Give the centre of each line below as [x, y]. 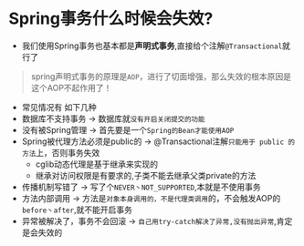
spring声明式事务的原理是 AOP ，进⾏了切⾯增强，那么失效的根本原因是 [161, 76]
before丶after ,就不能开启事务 [77, 210]
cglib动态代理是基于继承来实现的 [97, 164]
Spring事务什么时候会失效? [111, 19]
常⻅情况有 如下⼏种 [59, 107]
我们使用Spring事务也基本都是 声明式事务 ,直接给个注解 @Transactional [152, 46]
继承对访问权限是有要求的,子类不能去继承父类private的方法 [146, 175]
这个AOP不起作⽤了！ [71, 87]
